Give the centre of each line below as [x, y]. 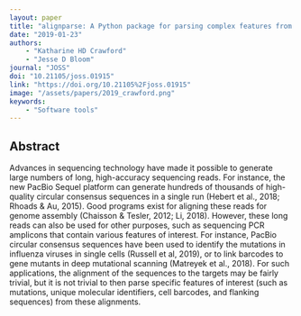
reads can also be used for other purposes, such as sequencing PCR [137, 225]
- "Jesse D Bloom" [60, 59]
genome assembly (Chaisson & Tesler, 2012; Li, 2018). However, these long [149, 216]
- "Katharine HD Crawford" [76, 51]
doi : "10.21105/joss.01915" [62, 77]
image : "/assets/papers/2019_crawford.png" [92, 93]
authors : [26, 43]
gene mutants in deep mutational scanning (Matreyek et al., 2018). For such [150, 264]
